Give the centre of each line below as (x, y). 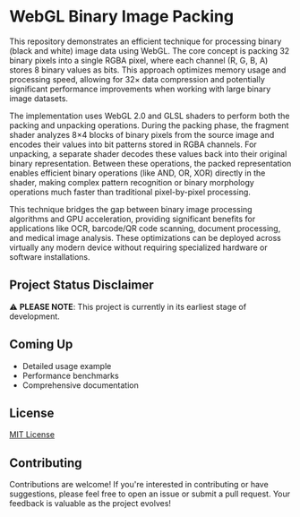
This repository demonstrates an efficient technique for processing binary (146, 41)
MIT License (32, 435)
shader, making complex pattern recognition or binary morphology (132, 182)
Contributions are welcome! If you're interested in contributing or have (139, 485)
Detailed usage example (67, 366)
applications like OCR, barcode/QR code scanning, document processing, (145, 228)
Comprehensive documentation (80, 385)
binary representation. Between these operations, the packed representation (150, 163)
